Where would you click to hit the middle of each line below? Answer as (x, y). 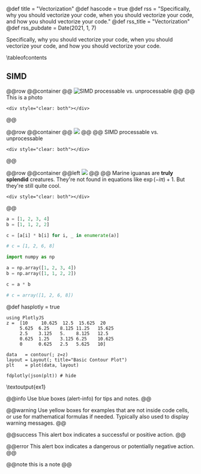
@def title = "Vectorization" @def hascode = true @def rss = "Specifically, (98, 9)
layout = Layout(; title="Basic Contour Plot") (67, 360)
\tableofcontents (26, 57)
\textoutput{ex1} (26, 387)
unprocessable (25, 138)
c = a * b (19, 284)
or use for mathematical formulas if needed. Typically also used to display (97, 416)
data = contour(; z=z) (37, 354)
